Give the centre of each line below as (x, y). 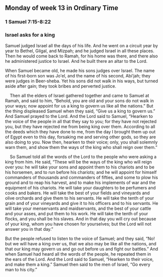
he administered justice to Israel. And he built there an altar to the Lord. (76, 61)
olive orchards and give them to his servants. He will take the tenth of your (80, 198)
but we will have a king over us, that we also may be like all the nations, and (81, 243)
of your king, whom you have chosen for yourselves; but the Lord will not (78, 224)
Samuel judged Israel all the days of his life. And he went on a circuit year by (81, 45)
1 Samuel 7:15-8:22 (28, 22)
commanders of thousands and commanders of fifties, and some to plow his (81, 177)
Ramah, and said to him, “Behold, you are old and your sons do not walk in (80, 101)
